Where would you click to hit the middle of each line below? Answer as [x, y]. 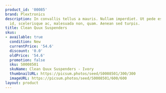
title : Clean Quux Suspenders [36, 28]
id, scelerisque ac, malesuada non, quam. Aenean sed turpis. [75, 23]
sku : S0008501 [24, 64]
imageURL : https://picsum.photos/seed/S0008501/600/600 [68, 78]
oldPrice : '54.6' [27, 55]
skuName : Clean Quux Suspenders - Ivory [52, 69]
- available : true [24, 37]
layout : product [22, 83]
